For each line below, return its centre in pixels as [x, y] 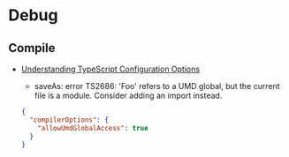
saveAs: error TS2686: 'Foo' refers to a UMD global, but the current [157, 86]
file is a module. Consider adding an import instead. [128, 95]
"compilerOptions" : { [69, 120]
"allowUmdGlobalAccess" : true [93, 128]
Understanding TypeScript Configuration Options [110, 69]
